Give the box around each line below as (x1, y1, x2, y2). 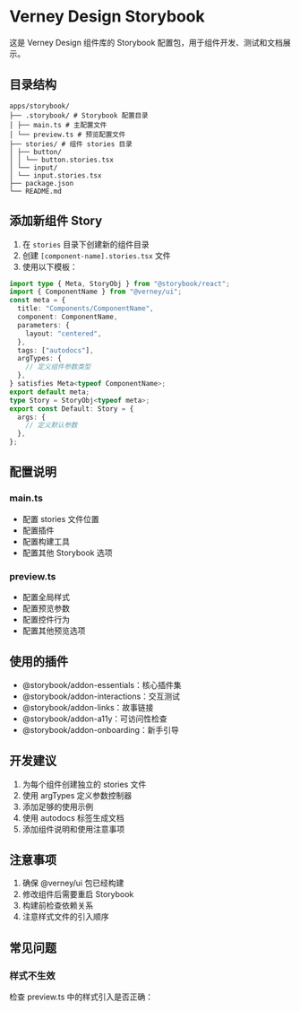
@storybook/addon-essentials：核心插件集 (21, 679, 182, 690)
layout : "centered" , (25, 329, 102, 338)
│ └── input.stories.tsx (9, 170, 102, 180)
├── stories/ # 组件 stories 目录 (9, 139, 133, 149)
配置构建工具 (21, 536, 70, 546)
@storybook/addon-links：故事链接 (21, 702, 154, 712)
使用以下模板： (21, 261, 78, 272)
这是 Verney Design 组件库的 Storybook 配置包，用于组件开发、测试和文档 (9, 37, 284, 48)
